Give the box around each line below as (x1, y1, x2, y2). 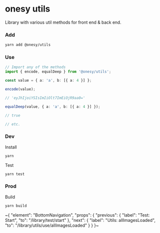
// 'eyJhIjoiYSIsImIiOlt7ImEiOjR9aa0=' (5, 95, 86, 100)
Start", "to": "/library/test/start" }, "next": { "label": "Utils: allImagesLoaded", (5, 217, 156, 223)
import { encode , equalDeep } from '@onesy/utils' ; (5, 69, 111, 74)
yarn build (5, 203, 27, 208)
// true (5, 113, 21, 118)
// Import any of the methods (5, 65, 66, 70)
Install (5, 144, 17, 150)
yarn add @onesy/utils (5, 43, 51, 47)
